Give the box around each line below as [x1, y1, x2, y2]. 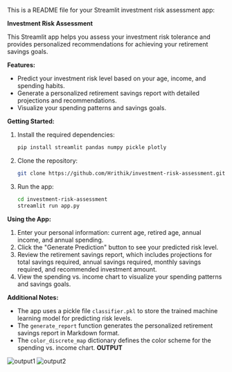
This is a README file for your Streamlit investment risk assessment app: [7, 6, 215, 14]
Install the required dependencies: [17, 131, 116, 139]
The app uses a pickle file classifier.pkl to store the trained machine [17, 306, 218, 315]
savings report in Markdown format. [17, 328, 120, 337]
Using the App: [7, 215, 52, 223]
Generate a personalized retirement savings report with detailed [17, 89, 199, 97]
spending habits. [17, 82, 65, 89]
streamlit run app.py [17, 202, 80, 209]
